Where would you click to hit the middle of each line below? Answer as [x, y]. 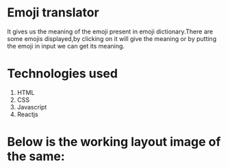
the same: [36, 157]
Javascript [32, 107]
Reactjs [28, 114]
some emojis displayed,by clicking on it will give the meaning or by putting [112, 38]
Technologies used [63, 74]
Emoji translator [53, 13]
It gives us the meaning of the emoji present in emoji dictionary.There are [110, 31]
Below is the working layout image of [114, 142]
